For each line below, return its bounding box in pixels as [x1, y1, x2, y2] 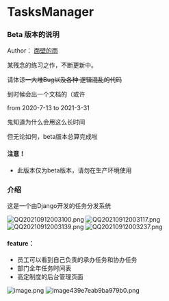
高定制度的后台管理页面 [16, 273, 83, 281]
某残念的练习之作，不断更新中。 [7, 61, 97, 69]
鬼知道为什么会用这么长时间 [7, 118, 86, 127]
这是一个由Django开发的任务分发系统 [7, 201, 112, 209]
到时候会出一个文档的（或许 [7, 90, 86, 99]
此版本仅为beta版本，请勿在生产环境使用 [16, 166, 132, 174]
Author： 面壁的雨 [7, 47, 58, 55]
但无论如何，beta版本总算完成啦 [7, 133, 98, 141]
